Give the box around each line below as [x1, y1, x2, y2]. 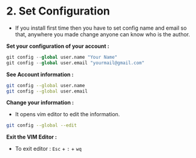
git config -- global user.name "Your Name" [6, 54, 118, 60]
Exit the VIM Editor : [6, 133, 57, 140]
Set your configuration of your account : [6, 42, 109, 50]
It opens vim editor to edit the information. [15, 111, 120, 118]
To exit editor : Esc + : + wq [15, 145, 82, 153]
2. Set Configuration [6, 4, 110, 18]
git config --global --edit [6, 122, 77, 128]
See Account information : [6, 71, 74, 78]
